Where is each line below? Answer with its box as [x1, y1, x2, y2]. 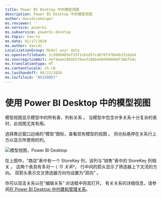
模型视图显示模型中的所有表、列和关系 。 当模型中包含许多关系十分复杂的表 [5, 114, 157, 120]
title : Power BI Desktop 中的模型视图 [5, 7, 80, 12]
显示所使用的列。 [13, 137, 48, 143]
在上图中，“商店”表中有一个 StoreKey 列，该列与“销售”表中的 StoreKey [5, 158, 147, 163]
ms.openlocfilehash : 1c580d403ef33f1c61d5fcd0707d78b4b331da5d [5, 52, 137, 57]
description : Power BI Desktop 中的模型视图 [5, 12, 93, 17]
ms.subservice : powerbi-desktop [5, 30, 71, 35]
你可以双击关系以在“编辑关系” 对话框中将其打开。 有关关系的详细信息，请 [5, 180, 153, 186]
